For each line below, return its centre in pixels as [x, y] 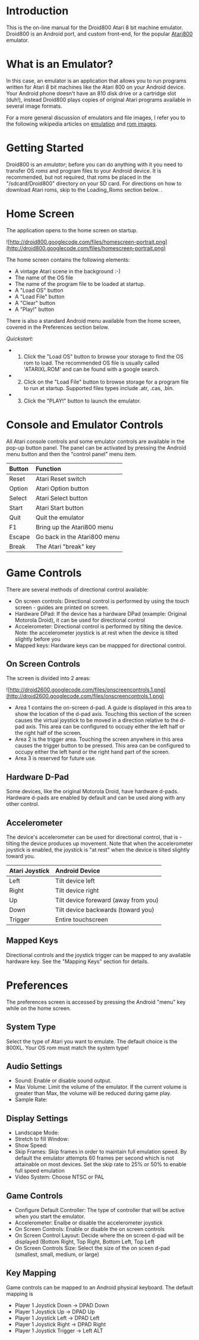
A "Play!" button [34, 309]
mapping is [20, 1294]
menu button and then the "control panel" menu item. [71, 454]
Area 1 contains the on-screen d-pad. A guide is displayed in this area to [103, 708]
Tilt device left [75, 881]
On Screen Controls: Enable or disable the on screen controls [90, 1229]
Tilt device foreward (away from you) [107, 900]
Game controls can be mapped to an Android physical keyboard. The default [100, 1287]
